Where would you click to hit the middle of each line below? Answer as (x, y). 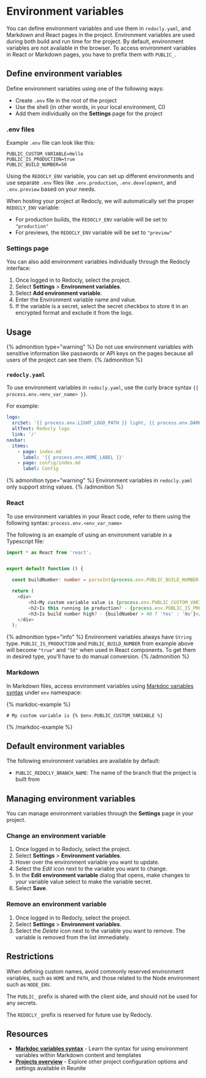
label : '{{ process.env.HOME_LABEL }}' (73, 457)
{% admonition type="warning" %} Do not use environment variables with (100, 347)
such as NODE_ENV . (29, 984)
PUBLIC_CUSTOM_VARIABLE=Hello (45, 154)
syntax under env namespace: (44, 692)
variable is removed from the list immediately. (73, 937)
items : (20, 446)
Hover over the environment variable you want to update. (87, 862)
